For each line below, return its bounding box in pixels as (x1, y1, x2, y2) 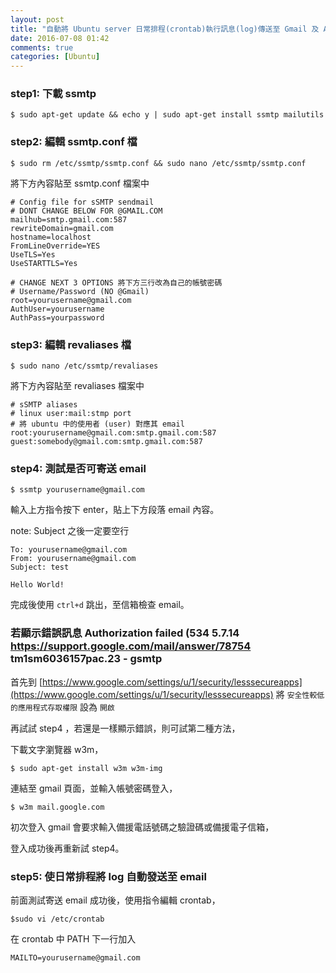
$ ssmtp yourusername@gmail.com (10, 485, 145, 495)
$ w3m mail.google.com (10, 802, 105, 812)
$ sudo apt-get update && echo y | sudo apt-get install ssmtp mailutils (10, 110, 325, 120)
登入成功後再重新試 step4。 (10, 842, 125, 854)
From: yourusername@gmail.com (10, 554, 137, 564)
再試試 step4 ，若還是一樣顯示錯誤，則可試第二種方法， (10, 722, 241, 734)
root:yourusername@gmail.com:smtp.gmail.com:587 (10, 428, 217, 438)
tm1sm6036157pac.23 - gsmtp (10, 652, 163, 666)
